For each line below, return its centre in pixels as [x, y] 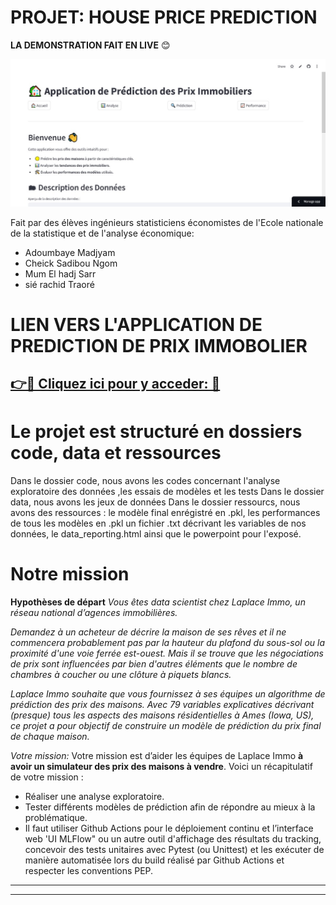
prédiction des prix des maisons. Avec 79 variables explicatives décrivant [162, 705]
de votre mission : [47, 777]
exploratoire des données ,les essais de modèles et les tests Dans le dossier [167, 492]
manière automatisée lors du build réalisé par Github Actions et [154, 860]
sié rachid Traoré [59, 284]
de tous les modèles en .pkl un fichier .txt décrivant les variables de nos [158, 523]
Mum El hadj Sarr [60, 273]
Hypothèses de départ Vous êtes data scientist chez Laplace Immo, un [158, 602]
